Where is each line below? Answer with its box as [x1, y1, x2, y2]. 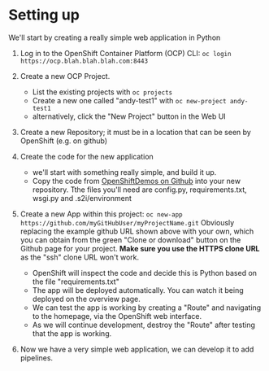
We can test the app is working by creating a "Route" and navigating [32, 303, 262, 312]
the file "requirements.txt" [32, 277, 119, 286]
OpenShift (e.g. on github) [20, 136, 108, 146]
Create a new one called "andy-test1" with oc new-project [32, 95, 227, 105]
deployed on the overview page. [32, 294, 141, 303]
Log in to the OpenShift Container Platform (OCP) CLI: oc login [20, 48, 232, 58]
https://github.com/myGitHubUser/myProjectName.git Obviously [20, 217, 235, 227]
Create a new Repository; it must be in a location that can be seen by [20, 127, 252, 137]
